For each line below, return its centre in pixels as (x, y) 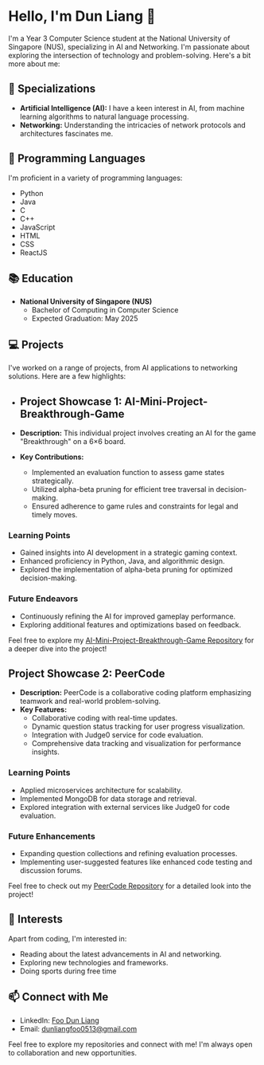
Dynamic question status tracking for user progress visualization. (138, 727)
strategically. (52, 481)
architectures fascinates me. (66, 133)
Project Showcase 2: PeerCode (87, 673)
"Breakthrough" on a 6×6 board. (72, 441)
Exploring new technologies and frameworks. (94, 962)
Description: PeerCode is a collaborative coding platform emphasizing (136, 693)
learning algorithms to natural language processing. (104, 116)
